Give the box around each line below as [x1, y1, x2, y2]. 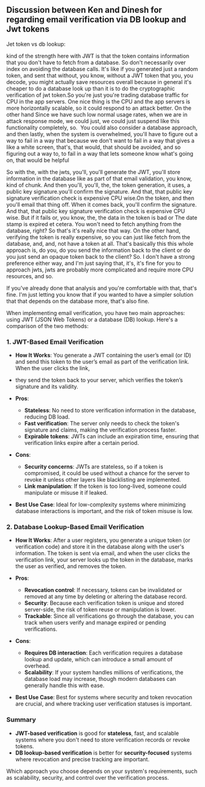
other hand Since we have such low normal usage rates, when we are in [6, 110, 188, 118]
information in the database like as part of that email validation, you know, [6, 175, 192, 182]
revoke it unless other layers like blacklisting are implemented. [24, 476, 182, 484]
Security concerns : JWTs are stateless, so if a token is [24, 463, 163, 471]
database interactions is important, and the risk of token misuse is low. [15, 508, 193, 515]
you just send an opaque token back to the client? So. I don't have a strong [6, 253, 195, 260]
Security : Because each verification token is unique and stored [24, 599, 184, 607]
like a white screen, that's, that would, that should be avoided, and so [6, 143, 181, 151]
